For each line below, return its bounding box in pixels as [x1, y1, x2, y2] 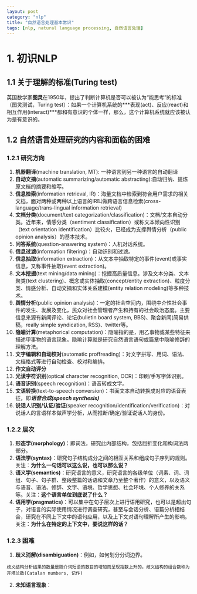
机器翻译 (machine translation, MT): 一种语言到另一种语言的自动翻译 [15, 168, 178, 175]
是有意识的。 [11, 116, 43, 123]
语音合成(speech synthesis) [30, 394, 100, 401]
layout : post [6, 8, 39, 15]
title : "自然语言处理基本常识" [6, 19, 74, 25]
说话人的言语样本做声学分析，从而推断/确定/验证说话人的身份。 [15, 409, 168, 416]
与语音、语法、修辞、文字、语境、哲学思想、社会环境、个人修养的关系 [15, 484, 185, 491]
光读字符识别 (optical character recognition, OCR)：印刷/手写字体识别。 [15, 372, 187, 379]
